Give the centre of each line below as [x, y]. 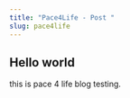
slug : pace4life [40, 26]
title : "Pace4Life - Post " [62, 18]
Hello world [42, 62]
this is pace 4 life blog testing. [65, 84]
